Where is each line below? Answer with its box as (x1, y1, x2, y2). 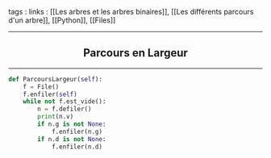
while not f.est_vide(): (23, 98, 106, 106)
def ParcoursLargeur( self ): (8, 75, 103, 83)
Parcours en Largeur (83, 46, 188, 60)
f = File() (23, 82, 60, 91)
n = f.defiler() (37, 105, 92, 114)
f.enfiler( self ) (23, 90, 78, 98)
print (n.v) (37, 113, 74, 121)
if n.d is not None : (37, 135, 106, 143)
